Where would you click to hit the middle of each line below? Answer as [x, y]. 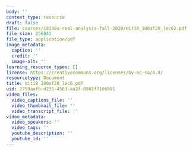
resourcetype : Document [36, 78]
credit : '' [25, 56]
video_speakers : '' [36, 122]
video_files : [22, 95]
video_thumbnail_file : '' [44, 106]
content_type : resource [36, 17]
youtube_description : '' [42, 133]
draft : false [22, 23]
